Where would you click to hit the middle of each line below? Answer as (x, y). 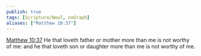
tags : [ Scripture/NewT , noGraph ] (48, 17)
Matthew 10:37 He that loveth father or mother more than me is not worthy (98, 40)
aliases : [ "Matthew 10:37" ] (41, 23)
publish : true (24, 12)
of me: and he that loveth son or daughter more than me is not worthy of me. (101, 46)
